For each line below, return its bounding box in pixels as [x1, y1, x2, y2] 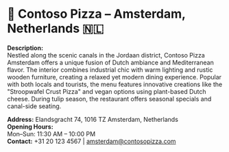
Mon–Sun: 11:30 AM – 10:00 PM [7, 129, 96, 138]
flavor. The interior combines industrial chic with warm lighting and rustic [7, 65, 213, 74]
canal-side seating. [7, 102, 62, 110]
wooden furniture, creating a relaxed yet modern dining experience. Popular [7, 73, 221, 81]
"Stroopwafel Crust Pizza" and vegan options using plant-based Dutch [7, 87, 207, 95]
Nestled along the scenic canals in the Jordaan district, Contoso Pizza [7, 51, 206, 59]
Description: [7, 44, 43, 52]
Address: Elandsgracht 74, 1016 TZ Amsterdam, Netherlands [7, 115, 178, 123]
